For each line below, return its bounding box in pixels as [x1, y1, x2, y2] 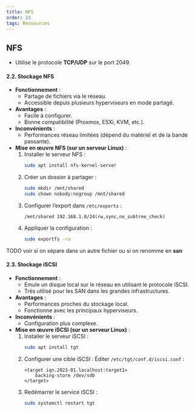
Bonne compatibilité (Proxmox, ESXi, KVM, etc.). [24, 118, 145, 126]
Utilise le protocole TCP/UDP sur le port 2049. [15, 59, 131, 66]
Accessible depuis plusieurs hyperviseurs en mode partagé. [24, 99, 174, 106]
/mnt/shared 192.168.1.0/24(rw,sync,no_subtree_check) [24, 214, 165, 220]
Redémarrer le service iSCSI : [24, 388, 98, 396]
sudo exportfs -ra [24, 236, 71, 242]
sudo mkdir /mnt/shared [24, 185, 85, 191]
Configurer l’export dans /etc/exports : [24, 202, 122, 210]
